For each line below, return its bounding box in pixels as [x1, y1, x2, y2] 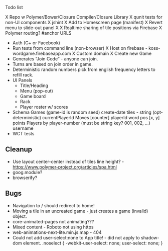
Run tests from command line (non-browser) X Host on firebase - [12, 45, 148, 51]
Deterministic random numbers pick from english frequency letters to [12, 66, 155, 72]
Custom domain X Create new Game [76, 50, 152, 56]
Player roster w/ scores [20, 104, 68, 110]
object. [12, 213, 27, 219]
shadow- [141, 234, 159, 240]
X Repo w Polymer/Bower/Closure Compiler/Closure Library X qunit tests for [5, 14, 163, 20]
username [12, 125, 34, 131]
